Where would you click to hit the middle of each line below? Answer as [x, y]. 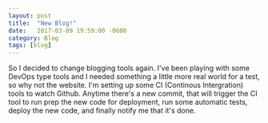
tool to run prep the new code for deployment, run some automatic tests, [128, 102]
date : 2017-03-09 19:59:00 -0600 [68, 30]
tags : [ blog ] [30, 46]
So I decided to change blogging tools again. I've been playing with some [129, 68]
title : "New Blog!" [43, 23]
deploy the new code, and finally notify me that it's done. [102, 111]
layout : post [30, 16]
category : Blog [34, 38]
